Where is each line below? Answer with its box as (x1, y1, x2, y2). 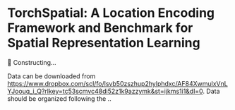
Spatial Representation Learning (7, 35, 200, 51)
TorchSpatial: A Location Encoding (7, 5, 215, 21)
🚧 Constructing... (7, 58, 56, 66)
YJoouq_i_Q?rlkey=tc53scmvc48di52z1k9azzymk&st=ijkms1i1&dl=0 (7, 87, 203, 95)
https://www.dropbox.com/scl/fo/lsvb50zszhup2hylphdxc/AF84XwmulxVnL (7, 79, 228, 87)
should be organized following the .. (7, 94, 112, 103)
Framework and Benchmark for (7, 20, 193, 36)
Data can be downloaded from (7, 72, 96, 80)
